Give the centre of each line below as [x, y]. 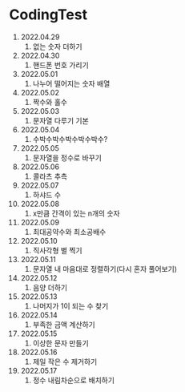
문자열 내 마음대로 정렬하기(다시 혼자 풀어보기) [105, 269]
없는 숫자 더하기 [57, 46]
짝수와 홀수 [50, 102]
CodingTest [48, 15]
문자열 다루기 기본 [60, 120]
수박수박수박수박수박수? [70, 139]
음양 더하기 [50, 287]
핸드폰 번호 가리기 [60, 65]
